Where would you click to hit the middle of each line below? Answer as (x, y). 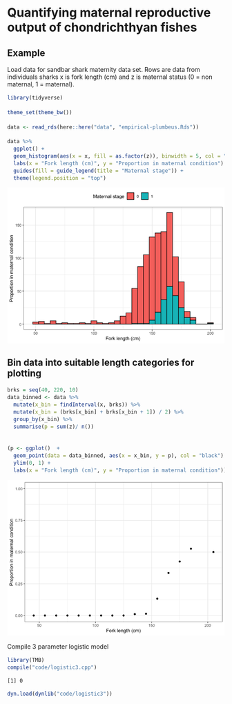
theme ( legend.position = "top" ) (60, 178)
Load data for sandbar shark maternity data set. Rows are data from (104, 70)
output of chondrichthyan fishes (102, 27)
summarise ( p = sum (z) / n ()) (54, 427)
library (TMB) (26, 660)
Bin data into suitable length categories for (101, 362)
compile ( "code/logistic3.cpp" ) (52, 667)
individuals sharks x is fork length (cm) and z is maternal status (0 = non (110, 77)
